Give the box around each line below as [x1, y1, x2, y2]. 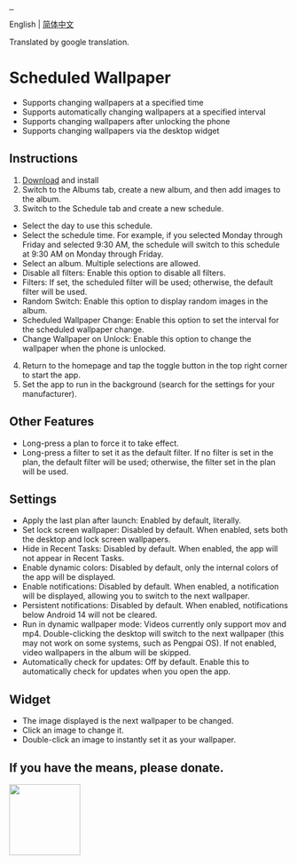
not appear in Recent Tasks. [21, 553, 125, 564]
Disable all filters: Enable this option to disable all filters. [21, 267, 226, 278]
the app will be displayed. [21, 572, 116, 583]
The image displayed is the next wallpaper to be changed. [21, 716, 234, 726]
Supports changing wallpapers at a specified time [21, 97, 204, 107]
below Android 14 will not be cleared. [21, 609, 158, 621]
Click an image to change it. [21, 725, 124, 736]
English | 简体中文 [9, 19, 74, 29]
